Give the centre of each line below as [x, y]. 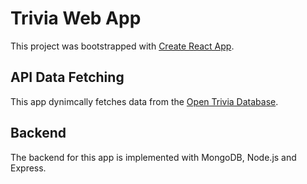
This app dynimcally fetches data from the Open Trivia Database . [144, 101]
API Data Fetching [67, 77]
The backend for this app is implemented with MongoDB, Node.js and [153, 157]
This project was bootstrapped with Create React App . [122, 46]
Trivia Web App [76, 18]
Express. [28, 168]
